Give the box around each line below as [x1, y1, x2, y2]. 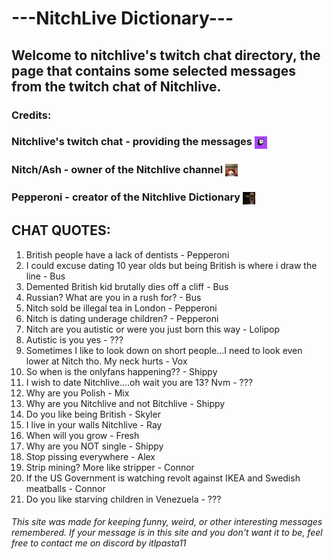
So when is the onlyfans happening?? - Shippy [25, 365, 218, 377]
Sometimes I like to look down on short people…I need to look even [25, 344, 303, 356]
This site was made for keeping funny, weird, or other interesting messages [11, 516, 323, 528]
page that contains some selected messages [11, 62, 297, 79]
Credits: [11, 108, 52, 122]
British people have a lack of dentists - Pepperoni [25, 248, 230, 261]
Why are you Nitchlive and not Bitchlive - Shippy [25, 397, 226, 409]
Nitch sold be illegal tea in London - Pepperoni [25, 302, 218, 314]
